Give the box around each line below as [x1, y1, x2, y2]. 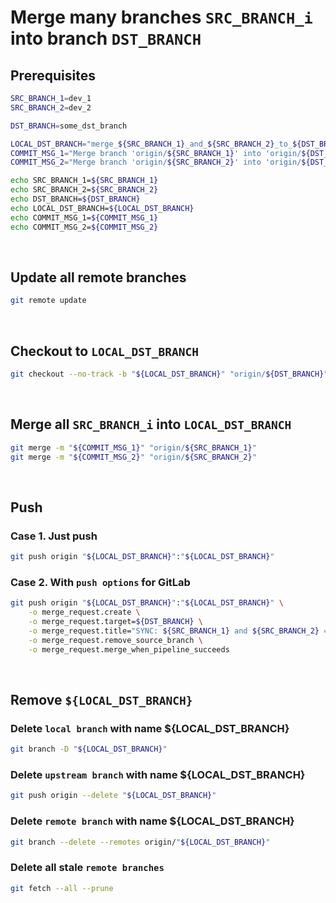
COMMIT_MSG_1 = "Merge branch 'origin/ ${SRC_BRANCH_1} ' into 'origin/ [10, 148, 302, 158]
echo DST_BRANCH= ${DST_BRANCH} [10, 194, 141, 204]
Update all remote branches [10, 269, 187, 286]
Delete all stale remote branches [10, 861, 165, 875]
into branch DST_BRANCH [10, 27, 202, 50]
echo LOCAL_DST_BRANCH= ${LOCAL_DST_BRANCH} [10, 203, 195, 213]
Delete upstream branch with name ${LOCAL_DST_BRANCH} [10, 768, 306, 782]
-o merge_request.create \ [28, 607, 141, 618]
